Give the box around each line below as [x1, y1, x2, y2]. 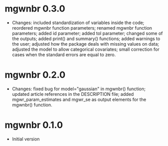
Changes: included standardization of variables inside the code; [12, 20, 144, 26]
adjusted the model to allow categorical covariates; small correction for [12, 46, 159, 52]
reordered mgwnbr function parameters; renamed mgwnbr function [12, 25, 152, 31]
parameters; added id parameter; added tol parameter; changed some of [12, 30, 163, 36]
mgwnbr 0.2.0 [5, 69, 66, 81]
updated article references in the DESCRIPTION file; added [12, 91, 134, 97]
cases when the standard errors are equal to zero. [12, 51, 116, 58]
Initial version [12, 136, 40, 142]
